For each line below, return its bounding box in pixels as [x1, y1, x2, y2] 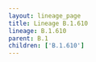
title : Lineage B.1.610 [8, 19, 89, 27]
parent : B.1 [8, 34, 48, 43]
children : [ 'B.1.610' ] [8, 42, 85, 50]
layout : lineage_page [8, 11, 81, 20]
